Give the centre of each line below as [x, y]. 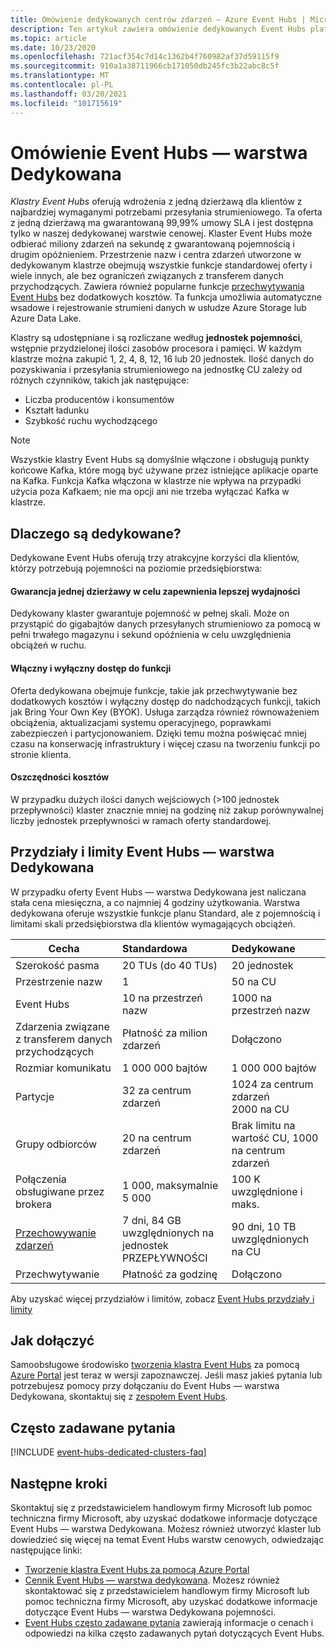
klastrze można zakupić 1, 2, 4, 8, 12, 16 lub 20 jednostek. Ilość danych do [162, 359]
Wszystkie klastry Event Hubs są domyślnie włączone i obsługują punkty [160, 460]
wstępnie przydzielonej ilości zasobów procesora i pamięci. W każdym [156, 348]
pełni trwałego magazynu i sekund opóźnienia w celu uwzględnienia [151, 635]
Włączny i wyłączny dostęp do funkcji [91, 668]
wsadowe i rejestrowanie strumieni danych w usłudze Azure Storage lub [158, 308]
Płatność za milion [165, 1033]
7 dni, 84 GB [152, 1220]
